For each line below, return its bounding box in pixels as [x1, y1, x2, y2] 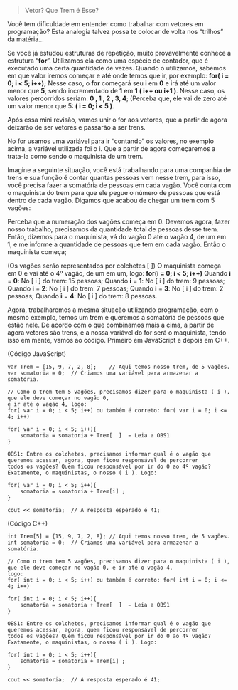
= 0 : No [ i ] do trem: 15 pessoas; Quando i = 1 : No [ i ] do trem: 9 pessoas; [7, 277, 225, 285]
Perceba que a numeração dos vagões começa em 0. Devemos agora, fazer [7, 217, 231, 226]
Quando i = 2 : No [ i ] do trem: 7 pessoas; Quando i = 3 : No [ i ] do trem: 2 [7, 284, 224, 293]
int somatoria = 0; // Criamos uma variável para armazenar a [7, 539, 199, 546]
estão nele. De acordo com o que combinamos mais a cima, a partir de [7, 320, 215, 329]
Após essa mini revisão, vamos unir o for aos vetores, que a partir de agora [7, 115, 227, 124]
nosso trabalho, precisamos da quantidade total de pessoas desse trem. [7, 225, 219, 234]
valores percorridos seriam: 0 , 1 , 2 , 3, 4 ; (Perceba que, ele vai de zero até [7, 94, 227, 103]
